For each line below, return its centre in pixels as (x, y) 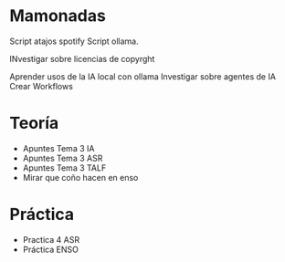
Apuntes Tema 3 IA (58, 148)
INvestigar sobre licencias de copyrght (82, 58)
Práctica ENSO (51, 249)
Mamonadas (58, 16)
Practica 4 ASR (51, 239)
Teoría (34, 123)
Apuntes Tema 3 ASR (63, 158)
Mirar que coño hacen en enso (80, 177)
